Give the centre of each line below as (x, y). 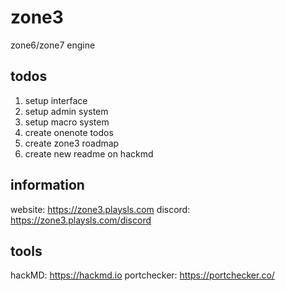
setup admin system (66, 111)
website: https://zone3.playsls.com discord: (100, 209)
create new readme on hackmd (89, 153)
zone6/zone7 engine (53, 45)
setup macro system (67, 122)
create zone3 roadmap (72, 143)
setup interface (56, 100)
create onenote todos (69, 132)
